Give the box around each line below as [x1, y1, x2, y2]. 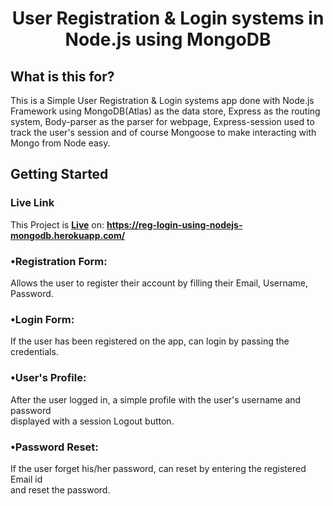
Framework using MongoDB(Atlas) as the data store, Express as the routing [10, 105, 321, 117]
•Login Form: [10, 312, 75, 326]
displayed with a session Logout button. [10, 415, 175, 427]
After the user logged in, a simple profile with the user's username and [10, 393, 302, 406]
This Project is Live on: [10, 218, 105, 231]
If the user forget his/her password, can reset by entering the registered [10, 462, 307, 474]
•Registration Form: [10, 254, 108, 268]
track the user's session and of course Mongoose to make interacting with [10, 127, 317, 138]
